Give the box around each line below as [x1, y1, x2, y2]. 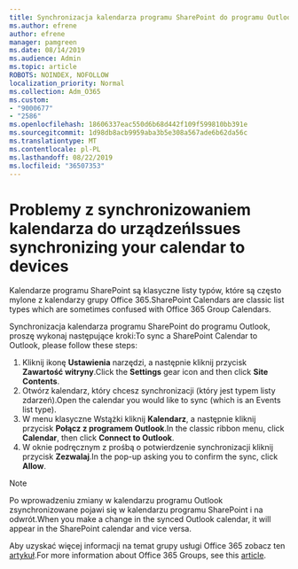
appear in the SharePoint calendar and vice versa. [9, 524, 192, 534]
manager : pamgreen [9, 37, 77, 47]
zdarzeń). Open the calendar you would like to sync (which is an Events [21, 395, 281, 406]
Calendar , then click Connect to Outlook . [21, 433, 175, 443]
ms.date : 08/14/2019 [9, 46, 86, 55]
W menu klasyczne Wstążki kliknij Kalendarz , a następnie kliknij [21, 414, 256, 425]
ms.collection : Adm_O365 [9, 87, 101, 96]
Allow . [21, 461, 47, 472]
